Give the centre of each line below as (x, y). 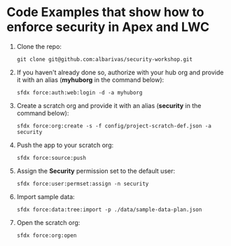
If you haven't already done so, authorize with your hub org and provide (120, 72)
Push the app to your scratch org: (65, 145)
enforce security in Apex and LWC (108, 27)
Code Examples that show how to (105, 12)
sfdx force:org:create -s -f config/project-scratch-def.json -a (114, 126)
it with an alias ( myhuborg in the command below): (90, 80)
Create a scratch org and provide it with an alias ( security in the (109, 105)
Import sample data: (45, 196)
